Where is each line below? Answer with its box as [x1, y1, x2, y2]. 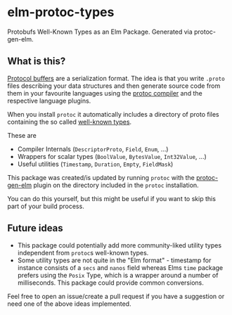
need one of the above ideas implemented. [7, 300, 131, 308]
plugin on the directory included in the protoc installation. [33, 181, 199, 189]
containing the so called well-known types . [7, 117, 132, 126]
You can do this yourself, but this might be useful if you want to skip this [7, 194, 217, 202]
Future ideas [7, 222, 63, 234]
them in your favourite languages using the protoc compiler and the [7, 89, 202, 97]
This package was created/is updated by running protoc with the [7, 173, 195, 181]
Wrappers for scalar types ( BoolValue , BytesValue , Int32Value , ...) [17, 152, 207, 160]
